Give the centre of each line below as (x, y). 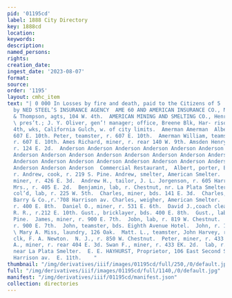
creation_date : (29, 65)
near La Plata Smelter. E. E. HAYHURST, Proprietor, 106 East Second (117, 252)
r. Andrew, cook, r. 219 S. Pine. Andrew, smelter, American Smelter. (117, 174)
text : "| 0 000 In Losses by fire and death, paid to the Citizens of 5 (114, 104)
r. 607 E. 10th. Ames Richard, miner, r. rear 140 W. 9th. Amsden (111, 142)
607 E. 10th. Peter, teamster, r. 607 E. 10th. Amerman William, (111, 136)
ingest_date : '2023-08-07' (46, 71)
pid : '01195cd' (29, 13)
